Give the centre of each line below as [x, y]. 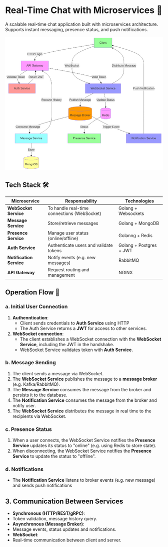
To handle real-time [68, 208]
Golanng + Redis [135, 236]
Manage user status [68, 233]
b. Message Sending [30, 363]
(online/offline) [63, 238]
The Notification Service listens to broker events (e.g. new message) [84, 480]
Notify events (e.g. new [72, 258]
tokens [55, 250]
